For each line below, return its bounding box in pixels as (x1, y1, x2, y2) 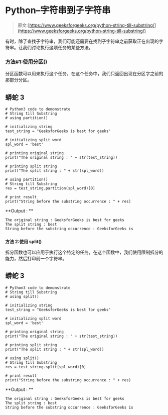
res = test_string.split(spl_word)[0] (5, 364, 86, 369)
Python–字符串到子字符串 (5, 5, 111, 16)
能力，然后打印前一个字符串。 (5, 255, 67, 261)
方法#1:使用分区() (5, 58, 48, 65)
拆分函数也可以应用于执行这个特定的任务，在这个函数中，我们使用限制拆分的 (5, 249, 163, 255)
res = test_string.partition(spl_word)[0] (5, 186, 95, 191)
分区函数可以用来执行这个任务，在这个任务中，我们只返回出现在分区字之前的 (5, 71, 163, 77)
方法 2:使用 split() (5, 238, 42, 244)
